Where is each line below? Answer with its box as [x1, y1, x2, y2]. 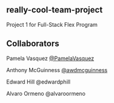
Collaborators [6, 39, 59, 49]
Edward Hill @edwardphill [6, 78, 71, 85]
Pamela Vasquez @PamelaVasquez [6, 55, 95, 62]
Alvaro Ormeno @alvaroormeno [6, 90, 86, 97]
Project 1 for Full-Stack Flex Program [6, 21, 98, 28]
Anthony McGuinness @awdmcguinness [6, 66, 108, 73]
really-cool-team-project [6, 5, 103, 15]
